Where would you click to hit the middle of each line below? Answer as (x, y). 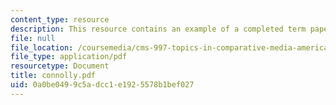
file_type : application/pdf (69, 57)
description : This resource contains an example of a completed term (158, 29)
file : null (33, 38)
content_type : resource (60, 19)
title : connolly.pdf (53, 76)
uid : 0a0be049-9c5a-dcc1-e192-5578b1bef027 (102, 85)
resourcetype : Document (60, 66)
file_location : (42, 47)
